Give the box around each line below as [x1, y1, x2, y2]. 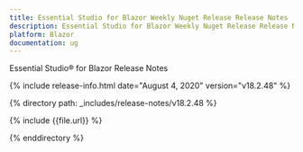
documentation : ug [9, 38, 78, 48]
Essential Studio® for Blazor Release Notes [9, 63, 169, 74]
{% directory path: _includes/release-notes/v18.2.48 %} [9, 98, 218, 109]
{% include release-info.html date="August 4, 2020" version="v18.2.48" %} [9, 80, 291, 91]
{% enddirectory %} [9, 132, 84, 144]
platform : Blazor [9, 30, 75, 39]
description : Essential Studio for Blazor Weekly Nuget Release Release [9, 22, 289, 31]
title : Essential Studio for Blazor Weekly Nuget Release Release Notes [9, 13, 289, 22]
